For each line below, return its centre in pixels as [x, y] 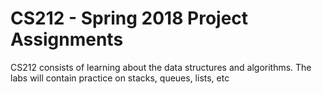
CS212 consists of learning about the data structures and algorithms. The [161, 67]
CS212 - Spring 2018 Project [129, 18]
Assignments [67, 39]
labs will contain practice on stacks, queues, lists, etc [120, 78]
